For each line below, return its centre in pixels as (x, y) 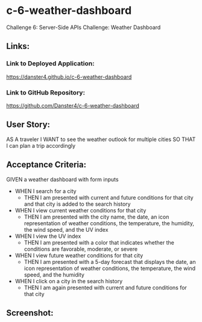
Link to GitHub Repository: (46, 93)
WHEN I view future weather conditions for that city (79, 255)
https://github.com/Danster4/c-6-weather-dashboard (73, 105)
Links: (18, 46)
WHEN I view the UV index (48, 236)
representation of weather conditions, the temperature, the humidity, (109, 223)
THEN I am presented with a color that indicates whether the (99, 242)
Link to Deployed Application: (50, 64)
